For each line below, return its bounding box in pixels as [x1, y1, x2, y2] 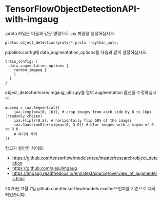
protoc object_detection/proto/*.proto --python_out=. [5, 40, 119, 45]
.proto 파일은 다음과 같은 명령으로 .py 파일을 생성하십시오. [5, 30, 116, 36]
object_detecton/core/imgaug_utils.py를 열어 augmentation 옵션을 [5, 89, 136, 95]
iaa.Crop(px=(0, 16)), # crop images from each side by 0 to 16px [14, 110, 152, 114]
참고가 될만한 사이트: [5, 145, 44, 151]
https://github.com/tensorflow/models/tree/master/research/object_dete [12, 155, 158, 161]
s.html [12, 175, 25, 181]
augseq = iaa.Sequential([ [5, 105, 60, 110]
